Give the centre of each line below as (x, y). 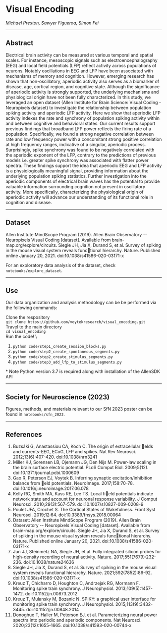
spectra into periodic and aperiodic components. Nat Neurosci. (77, 620)
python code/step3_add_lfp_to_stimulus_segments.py (67, 363)
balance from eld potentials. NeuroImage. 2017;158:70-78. (73, 483)
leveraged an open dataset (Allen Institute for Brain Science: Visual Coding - (83, 102)
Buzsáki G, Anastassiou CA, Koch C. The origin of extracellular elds (83, 446)
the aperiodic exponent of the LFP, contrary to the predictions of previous (81, 155)
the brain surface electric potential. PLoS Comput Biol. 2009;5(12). (81, 467)
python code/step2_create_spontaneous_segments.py (66, 352)
